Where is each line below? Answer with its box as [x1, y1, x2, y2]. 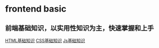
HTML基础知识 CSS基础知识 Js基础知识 [5, 38, 85, 43]
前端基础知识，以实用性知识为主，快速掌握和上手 [5, 24, 154, 32]
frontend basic [5, 3, 66, 15]
